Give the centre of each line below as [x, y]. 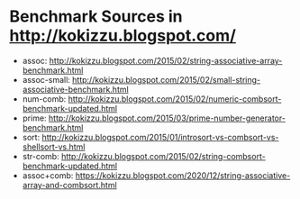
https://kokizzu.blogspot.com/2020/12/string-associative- [183, 175]
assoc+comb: [48, 175]
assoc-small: [46, 79]
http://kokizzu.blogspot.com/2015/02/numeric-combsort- [175, 99]
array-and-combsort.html [69, 185]
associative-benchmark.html [75, 89]
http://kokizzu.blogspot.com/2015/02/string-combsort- [164, 156]
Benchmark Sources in [96, 17]
